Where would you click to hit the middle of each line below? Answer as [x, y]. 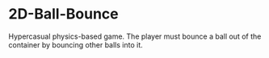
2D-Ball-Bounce [63, 14]
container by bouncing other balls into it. [76, 44]
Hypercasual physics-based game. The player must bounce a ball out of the [135, 36]
